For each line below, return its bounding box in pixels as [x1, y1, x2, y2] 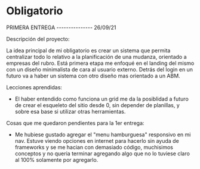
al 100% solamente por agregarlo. [14, 156, 99, 163]
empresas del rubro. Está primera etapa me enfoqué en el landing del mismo [6, 60, 195, 67]
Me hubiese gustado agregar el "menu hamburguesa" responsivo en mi [14, 131, 191, 138]
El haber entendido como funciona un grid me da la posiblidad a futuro [14, 95, 189, 102]
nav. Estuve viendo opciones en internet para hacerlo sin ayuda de [14, 137, 179, 144]
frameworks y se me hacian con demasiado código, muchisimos [14, 143, 173, 151]
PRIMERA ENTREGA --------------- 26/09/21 [6, 24, 116, 31]
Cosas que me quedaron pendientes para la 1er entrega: [6, 119, 144, 126]
